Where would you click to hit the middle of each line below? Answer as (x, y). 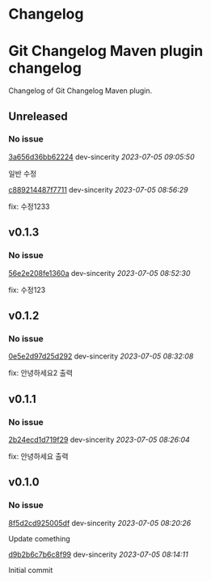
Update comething (39, 538)
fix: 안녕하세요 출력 (38, 456)
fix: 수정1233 (29, 206)
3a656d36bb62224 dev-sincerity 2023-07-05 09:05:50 (101, 157)
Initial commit (31, 570)
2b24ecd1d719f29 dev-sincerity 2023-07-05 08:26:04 (99, 439)
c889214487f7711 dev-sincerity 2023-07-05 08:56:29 (98, 189)
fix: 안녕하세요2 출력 (40, 373)
